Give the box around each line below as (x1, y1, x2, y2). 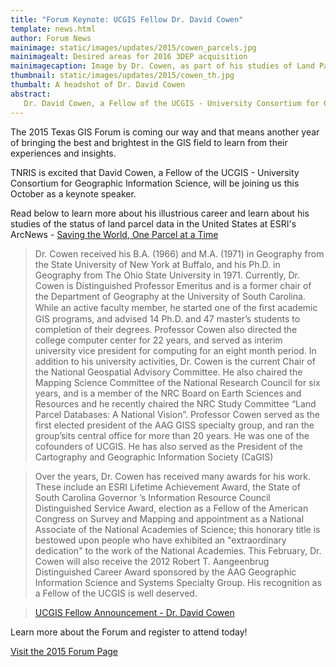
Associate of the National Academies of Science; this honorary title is (34, 523, 321, 535)
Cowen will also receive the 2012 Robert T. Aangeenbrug (34, 555, 270, 567)
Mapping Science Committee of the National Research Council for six (34, 376, 321, 388)
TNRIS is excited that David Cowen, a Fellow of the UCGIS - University (10, 166, 300, 178)
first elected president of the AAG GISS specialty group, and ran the (34, 419, 315, 431)
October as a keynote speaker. (10, 187, 137, 200)
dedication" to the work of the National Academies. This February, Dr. (34, 544, 322, 556)
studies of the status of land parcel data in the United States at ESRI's (10, 217, 297, 230)
